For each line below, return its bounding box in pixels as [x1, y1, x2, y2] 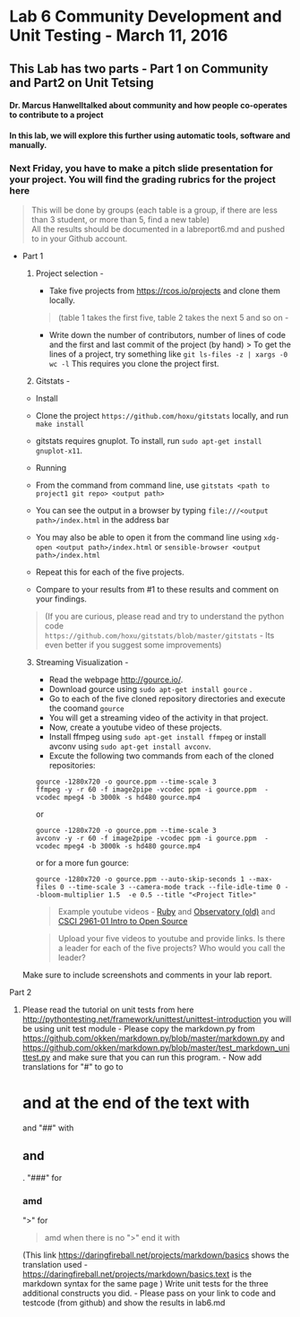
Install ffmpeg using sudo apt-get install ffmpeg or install [48, 732, 267, 742]
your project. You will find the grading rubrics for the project [9, 173, 276, 186]
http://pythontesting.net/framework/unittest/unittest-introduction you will [21, 1014, 292, 1025]
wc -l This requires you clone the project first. [48, 359, 219, 369]
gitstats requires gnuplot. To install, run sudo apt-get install [35, 436, 262, 446]
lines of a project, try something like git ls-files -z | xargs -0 [48, 349, 288, 360]
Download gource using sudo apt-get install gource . [48, 684, 253, 695]
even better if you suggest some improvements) [44, 639, 222, 651]
